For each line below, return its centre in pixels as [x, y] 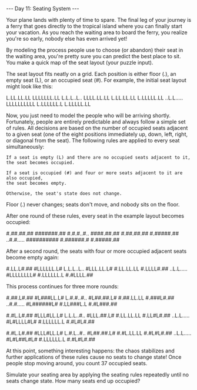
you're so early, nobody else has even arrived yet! [67, 39]
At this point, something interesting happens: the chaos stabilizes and [90, 351]
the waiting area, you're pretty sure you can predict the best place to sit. [94, 56]
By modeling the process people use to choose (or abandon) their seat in [95, 50]
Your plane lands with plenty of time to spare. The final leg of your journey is [99, 20]
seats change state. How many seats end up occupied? [73, 381]
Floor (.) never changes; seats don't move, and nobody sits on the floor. [93, 204]
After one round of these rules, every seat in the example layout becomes [95, 216]
